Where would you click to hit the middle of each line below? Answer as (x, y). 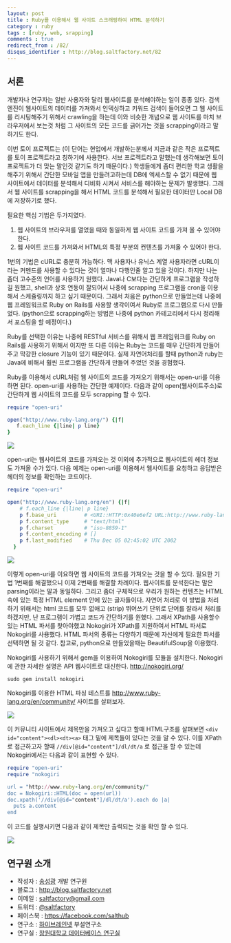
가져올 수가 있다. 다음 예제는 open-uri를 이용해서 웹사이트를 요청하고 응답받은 (118, 468)
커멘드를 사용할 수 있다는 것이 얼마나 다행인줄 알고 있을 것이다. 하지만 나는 (119, 270)
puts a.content (35, 806)
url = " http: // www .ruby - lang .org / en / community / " (78, 787)
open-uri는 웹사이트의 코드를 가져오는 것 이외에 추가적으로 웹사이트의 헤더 (107, 460)
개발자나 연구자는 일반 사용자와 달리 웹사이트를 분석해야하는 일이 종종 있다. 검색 (113, 99)
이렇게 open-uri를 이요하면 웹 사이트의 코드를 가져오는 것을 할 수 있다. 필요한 (110, 574)
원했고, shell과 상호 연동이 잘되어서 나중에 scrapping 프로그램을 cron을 (110, 287)
